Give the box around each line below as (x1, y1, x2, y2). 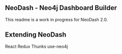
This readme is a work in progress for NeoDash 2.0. (5, 16, 108, 22)
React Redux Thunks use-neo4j (5, 43, 68, 49)
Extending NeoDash (5, 31, 67, 39)
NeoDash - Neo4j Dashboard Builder (5, 4, 117, 12)
